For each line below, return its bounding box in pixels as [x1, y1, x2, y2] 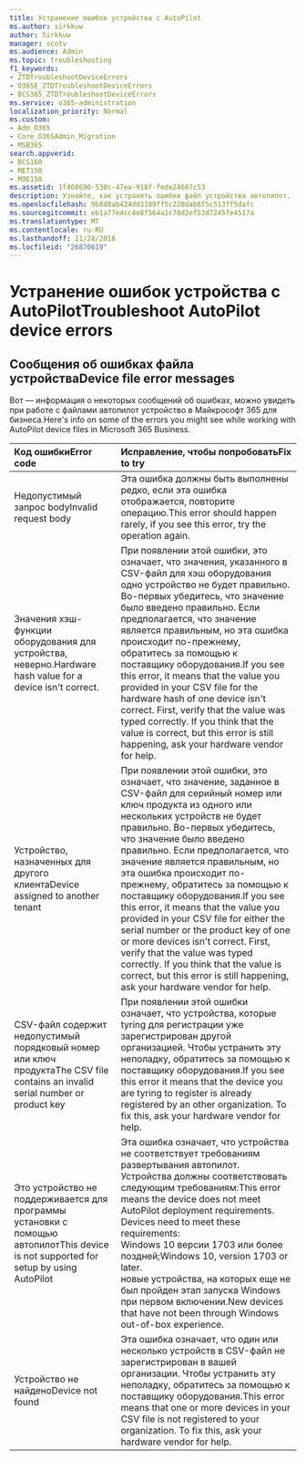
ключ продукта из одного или [120, 799, 252, 812]
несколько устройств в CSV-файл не [120, 1344, 285, 1357]
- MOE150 [9, 174, 43, 183]
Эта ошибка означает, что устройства [120, 1136, 290, 1149]
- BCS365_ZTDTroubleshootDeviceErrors [9, 89, 157, 98]
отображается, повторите [120, 495, 235, 508]
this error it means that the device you [120, 1075, 283, 1088]
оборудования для [14, 636, 97, 648]
